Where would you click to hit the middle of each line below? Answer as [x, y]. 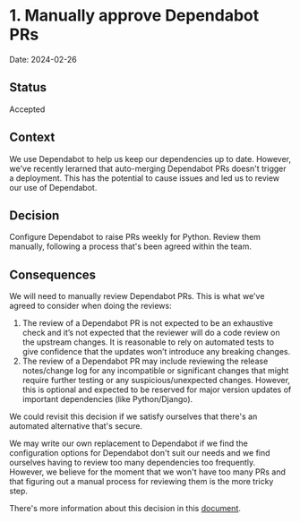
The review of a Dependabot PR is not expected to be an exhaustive [147, 323]
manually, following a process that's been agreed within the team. [131, 246]
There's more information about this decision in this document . [125, 509]
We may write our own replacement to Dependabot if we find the [129, 443]
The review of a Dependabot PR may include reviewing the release [145, 361]
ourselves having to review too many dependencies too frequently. [133, 463]
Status [28, 87]
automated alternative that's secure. [76, 426]
